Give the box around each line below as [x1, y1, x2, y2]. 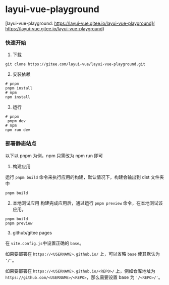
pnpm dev [7, 119, 26, 124]
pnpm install [5, 86, 33, 91]
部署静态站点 [5, 140, 37, 147]
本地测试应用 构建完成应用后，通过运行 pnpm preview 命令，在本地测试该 [12, 200, 163, 206]
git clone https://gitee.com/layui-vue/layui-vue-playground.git [5, 62, 145, 67]
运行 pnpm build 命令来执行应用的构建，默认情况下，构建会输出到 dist [5, 174, 150, 180]
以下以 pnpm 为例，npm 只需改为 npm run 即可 [5, 153, 103, 159]
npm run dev [5, 127, 30, 132]
